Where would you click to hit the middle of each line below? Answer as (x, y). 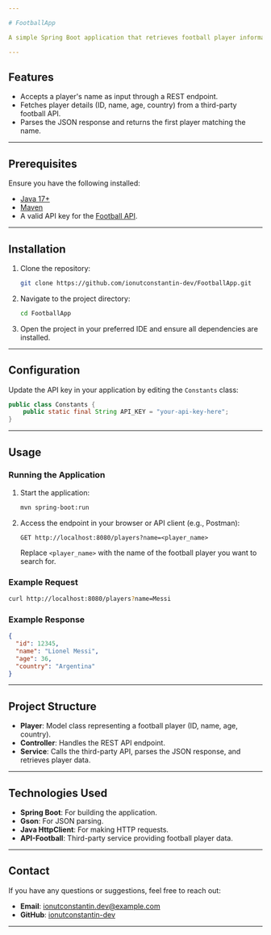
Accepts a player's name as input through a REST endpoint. (119, 97)
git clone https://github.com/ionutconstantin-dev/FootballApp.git (135, 283)
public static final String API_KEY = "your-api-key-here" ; (126, 412)
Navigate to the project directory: (75, 298)
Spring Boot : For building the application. (88, 812)
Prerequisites (43, 163)
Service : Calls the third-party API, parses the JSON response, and (130, 752)
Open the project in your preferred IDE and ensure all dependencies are (139, 328)
